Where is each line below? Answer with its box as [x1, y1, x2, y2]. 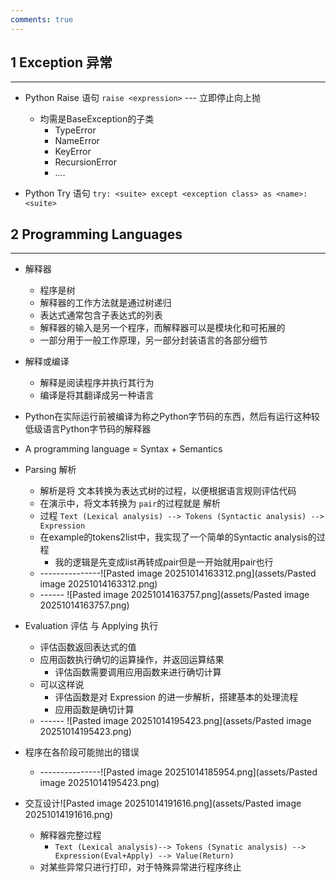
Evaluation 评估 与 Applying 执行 [24, 620, 159, 632]
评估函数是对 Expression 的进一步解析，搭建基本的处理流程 [54, 691, 298, 703]
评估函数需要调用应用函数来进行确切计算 [54, 666, 222, 678]
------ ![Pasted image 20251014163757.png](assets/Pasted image [39, 589, 310, 601]
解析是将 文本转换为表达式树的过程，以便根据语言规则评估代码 [39, 485, 297, 497]
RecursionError [54, 156, 117, 168]
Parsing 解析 [24, 464, 77, 476]
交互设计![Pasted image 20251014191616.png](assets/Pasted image [24, 797, 302, 810]
